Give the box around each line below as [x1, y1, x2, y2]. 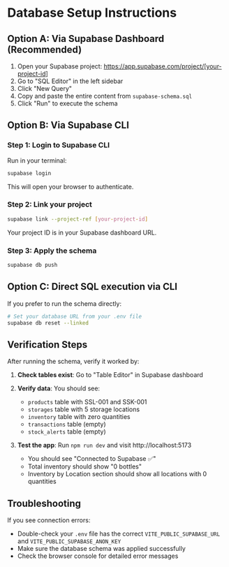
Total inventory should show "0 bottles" [27, 462, 142, 471]
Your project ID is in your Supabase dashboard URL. [7, 228, 157, 237]
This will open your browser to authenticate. [7, 182, 134, 191]
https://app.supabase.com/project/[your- [103, 62, 222, 71]
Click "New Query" [17, 84, 72, 92]
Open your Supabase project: [17, 62, 103, 71]
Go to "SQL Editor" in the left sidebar [17, 77, 124, 85]
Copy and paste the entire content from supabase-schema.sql [17, 92, 193, 100]
